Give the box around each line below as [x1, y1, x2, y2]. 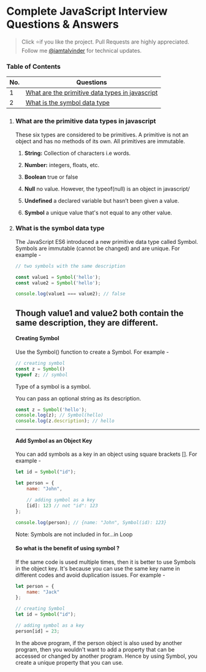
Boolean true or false [24, 173, 78, 181]
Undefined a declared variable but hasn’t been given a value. [24, 197, 180, 204]
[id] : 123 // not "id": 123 [26, 502, 98, 509]
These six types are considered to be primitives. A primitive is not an [15, 131, 189, 138]
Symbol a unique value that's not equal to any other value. [24, 209, 173, 216]
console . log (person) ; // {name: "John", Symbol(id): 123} [15, 519, 167, 526]
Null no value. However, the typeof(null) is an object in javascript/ [24, 185, 190, 192]
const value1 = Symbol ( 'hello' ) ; [15, 274, 101, 280]
